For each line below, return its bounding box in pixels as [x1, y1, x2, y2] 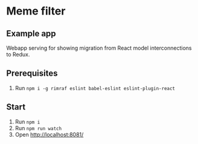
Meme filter [6, 4, 66, 18]
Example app [6, 28, 56, 39]
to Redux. [6, 51, 30, 58]
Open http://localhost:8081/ [14, 131, 84, 138]
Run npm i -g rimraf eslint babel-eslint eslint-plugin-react [14, 84, 176, 91]
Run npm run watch [14, 124, 62, 131]
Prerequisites [6, 68, 58, 79]
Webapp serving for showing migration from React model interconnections [6, 44, 192, 51]
